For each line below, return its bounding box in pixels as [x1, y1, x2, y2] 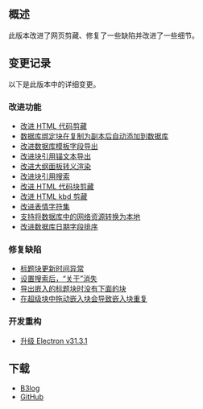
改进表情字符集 [19, 201, 70, 211]
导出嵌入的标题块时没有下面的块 [19, 284, 126, 294]
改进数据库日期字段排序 [19, 221, 98, 231]
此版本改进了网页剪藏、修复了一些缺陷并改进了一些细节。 [8, 31, 199, 40]
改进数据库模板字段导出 [19, 141, 98, 151]
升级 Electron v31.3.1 [19, 336, 88, 345]
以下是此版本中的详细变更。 [8, 79, 101, 89]
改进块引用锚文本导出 [19, 151, 91, 161]
